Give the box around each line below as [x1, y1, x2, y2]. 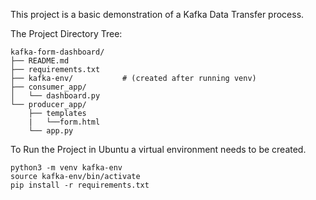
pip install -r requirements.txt [10, 180, 150, 190]
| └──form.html [28, 117, 101, 127]
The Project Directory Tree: [10, 28, 123, 39]
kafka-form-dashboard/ [10, 47, 105, 57]
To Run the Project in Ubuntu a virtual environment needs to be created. [10, 144, 307, 155]
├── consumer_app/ [10, 82, 87, 92]
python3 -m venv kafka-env [10, 163, 123, 173]
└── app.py [28, 126, 74, 136]
